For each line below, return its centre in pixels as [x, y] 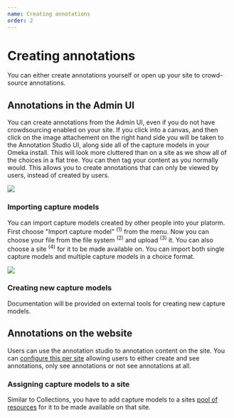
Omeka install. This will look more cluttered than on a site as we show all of [117, 153]
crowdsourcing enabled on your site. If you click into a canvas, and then [113, 130]
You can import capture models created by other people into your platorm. [116, 223]
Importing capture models [53, 207]
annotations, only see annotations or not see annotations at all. [99, 365]
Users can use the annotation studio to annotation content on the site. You [116, 350]
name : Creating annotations [49, 14]
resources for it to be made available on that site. [79, 407]
